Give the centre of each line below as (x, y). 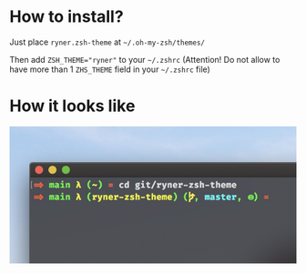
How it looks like (72, 106)
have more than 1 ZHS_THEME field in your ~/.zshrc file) (110, 69)
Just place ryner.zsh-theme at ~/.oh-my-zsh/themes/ (107, 42)
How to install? (67, 17)
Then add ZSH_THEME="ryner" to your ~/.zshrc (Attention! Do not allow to (145, 59)
